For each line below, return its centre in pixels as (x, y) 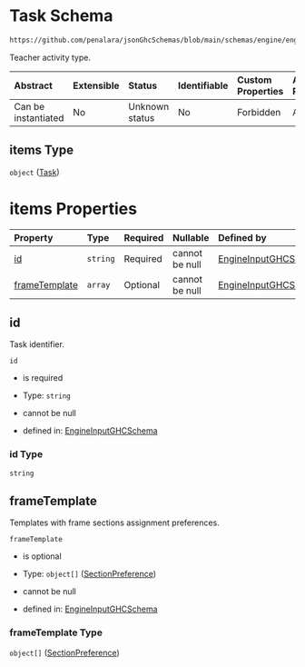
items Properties (74, 209)
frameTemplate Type (56, 632)
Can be (30, 106)
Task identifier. (37, 344)
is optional (42, 556)
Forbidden (259, 112)
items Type (42, 150)
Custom (255, 80)
